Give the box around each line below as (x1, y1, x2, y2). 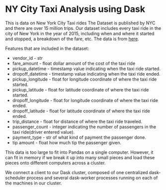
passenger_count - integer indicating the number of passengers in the (12, 123, 157, 130)
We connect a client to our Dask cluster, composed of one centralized (5, 169, 148, 175)
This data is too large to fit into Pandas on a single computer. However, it (5, 149, 154, 155)
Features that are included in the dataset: (5, 45, 89, 51)
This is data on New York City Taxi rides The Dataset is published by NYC (5, 20, 156, 26)
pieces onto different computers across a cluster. (5, 160, 106, 166)
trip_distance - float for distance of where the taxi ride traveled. (12, 118, 143, 124)
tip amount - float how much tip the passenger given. (12, 139, 122, 145)
